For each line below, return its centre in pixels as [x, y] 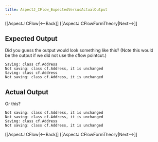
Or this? [13, 104]
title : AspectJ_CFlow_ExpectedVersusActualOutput [56, 9]
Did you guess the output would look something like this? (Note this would [79, 50]
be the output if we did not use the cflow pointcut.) [56, 55]
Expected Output [31, 39]
